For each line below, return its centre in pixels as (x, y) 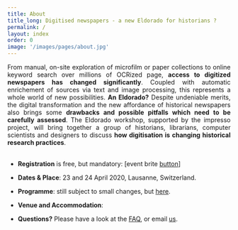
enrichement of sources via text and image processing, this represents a (119, 90)
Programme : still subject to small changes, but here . (94, 191)
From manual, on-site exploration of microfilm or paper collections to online (119, 67)
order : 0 (20, 40)
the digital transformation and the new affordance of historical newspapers (119, 105)
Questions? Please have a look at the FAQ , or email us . (98, 219)
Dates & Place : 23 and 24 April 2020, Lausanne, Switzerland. (107, 177)
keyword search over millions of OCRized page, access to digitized (119, 75)
